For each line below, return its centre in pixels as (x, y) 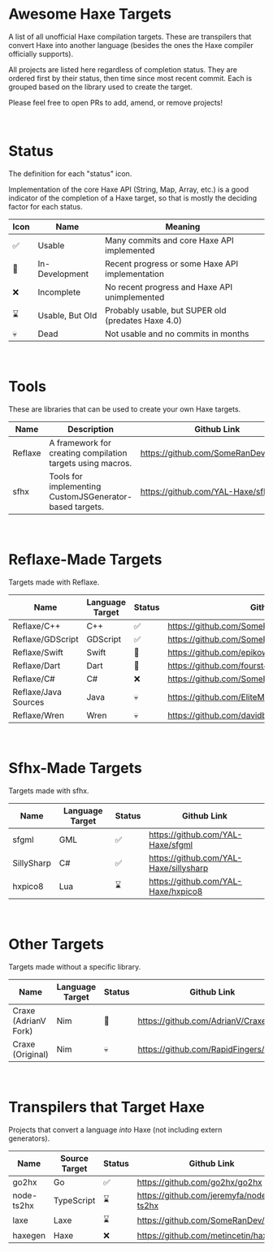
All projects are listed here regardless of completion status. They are (123, 69)
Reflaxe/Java (37, 692)
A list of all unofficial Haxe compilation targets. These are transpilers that (130, 37)
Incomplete (59, 291)
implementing (75, 486)
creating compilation (88, 453)
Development (63, 274)
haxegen (29, 1235)
